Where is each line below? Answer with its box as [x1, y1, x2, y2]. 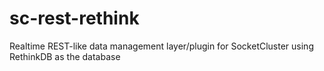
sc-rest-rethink [9, 7, 140, 30]
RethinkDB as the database [9, 50, 121, 62]
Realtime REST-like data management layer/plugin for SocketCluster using [9, 40, 314, 52]
